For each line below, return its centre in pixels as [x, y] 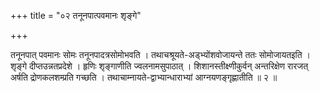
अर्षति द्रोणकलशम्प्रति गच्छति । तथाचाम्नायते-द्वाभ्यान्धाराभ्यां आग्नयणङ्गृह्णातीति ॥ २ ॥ [144, 77]
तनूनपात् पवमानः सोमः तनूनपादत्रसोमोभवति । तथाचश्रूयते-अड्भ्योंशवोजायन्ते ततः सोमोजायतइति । [161, 54]
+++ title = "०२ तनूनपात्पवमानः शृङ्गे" [76, 15]
